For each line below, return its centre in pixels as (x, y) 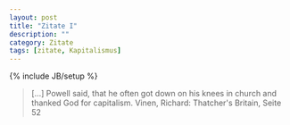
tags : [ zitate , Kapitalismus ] (66, 51)
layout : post (33, 17)
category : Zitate (41, 42)
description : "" (39, 34)
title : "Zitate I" (43, 26)
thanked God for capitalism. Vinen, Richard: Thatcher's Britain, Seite (156, 103)
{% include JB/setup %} (54, 76)
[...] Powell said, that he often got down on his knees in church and (154, 94)
